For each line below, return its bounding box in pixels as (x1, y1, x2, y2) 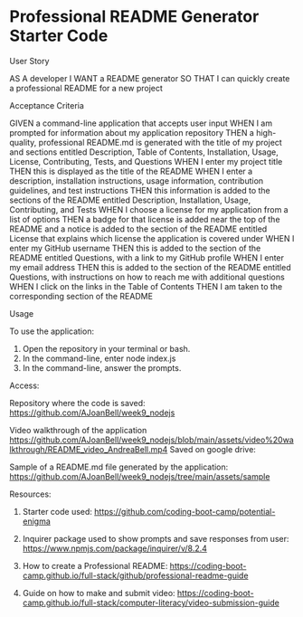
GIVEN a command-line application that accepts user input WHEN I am (9, 118, 273, 128)
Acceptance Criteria (9, 100, 84, 110)
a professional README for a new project (9, 82, 163, 93)
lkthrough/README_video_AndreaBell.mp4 (9, 443, 168, 454)
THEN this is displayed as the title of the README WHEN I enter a (9, 166, 253, 176)
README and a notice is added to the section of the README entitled (9, 223, 268, 234)
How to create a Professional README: (22, 560, 168, 571)
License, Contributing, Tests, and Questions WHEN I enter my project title (9, 156, 283, 166)
